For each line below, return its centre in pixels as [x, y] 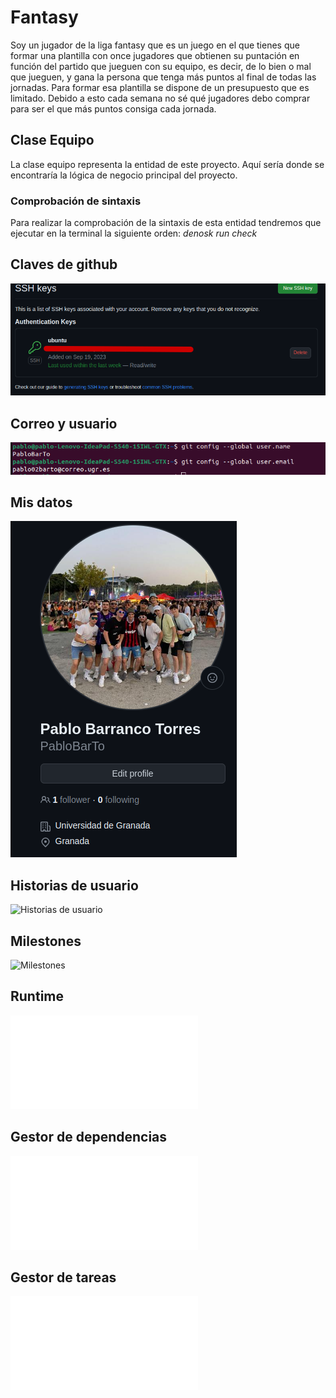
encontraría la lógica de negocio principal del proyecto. [124, 175]
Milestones [46, 941]
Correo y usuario [64, 423]
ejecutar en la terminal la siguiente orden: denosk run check [134, 233]
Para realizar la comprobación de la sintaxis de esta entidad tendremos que [166, 223]
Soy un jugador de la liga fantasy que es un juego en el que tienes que [155, 45]
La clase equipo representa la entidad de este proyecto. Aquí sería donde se [167, 164]
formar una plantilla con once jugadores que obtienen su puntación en [155, 55]
